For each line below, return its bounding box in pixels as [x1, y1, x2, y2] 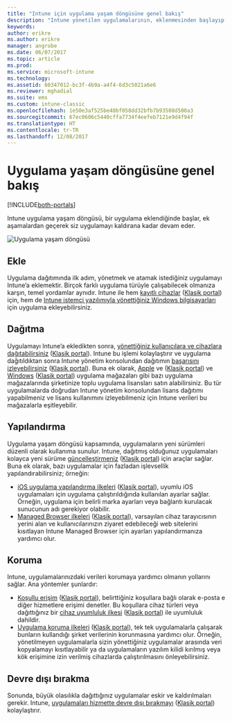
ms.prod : [7, 62, 33, 69]
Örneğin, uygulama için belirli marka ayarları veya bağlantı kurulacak [17, 497, 213, 505]
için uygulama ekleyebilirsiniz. [7, 303, 93, 311]
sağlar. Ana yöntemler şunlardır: [7, 580, 98, 588]
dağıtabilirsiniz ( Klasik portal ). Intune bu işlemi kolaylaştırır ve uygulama [7, 349, 211, 357]
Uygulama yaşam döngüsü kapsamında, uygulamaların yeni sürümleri [7, 439, 206, 448]
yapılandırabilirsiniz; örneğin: [7, 469, 90, 477]
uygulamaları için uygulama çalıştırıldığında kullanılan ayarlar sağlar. [17, 489, 211, 498]
